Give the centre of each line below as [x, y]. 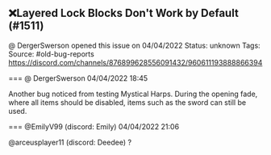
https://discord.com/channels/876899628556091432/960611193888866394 [135, 62]
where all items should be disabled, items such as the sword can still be [127, 102]
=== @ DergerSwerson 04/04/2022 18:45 [78, 78]
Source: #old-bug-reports [51, 54]
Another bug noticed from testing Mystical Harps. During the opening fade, [133, 94]
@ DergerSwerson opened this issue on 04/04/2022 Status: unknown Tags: [134, 45]
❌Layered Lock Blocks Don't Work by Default [124, 13]
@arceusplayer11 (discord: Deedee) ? [70, 142]
